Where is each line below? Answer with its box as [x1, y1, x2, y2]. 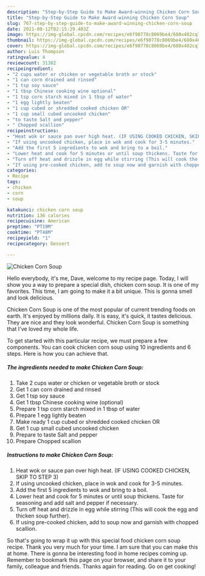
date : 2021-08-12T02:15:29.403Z [7, 26, 89, 32]
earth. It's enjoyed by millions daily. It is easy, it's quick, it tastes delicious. [7, 312, 193, 320]
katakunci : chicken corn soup [7, 206, 84, 213]
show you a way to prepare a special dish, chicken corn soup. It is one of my [7, 281, 199, 288]
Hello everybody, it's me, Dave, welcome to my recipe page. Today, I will [7, 275, 189, 282]
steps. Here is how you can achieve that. [7, 349, 109, 357]
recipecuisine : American [7, 218, 70, 224]
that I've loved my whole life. [7, 325, 78, 332]
